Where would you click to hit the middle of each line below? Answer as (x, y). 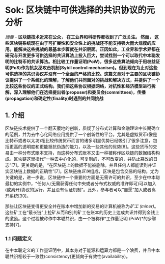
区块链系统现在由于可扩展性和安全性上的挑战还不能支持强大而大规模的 (80, 43)
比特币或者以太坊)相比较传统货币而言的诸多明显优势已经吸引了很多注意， (79, 140)
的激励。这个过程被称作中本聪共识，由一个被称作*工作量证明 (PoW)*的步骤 (81, 218)
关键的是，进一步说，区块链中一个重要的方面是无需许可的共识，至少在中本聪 (82, 177)
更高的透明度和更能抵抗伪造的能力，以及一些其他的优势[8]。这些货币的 (81, 147)
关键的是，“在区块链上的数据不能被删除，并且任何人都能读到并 (89, 165)
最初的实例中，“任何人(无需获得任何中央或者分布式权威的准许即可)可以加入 (81, 183)
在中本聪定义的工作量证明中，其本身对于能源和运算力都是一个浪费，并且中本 (82, 250)
